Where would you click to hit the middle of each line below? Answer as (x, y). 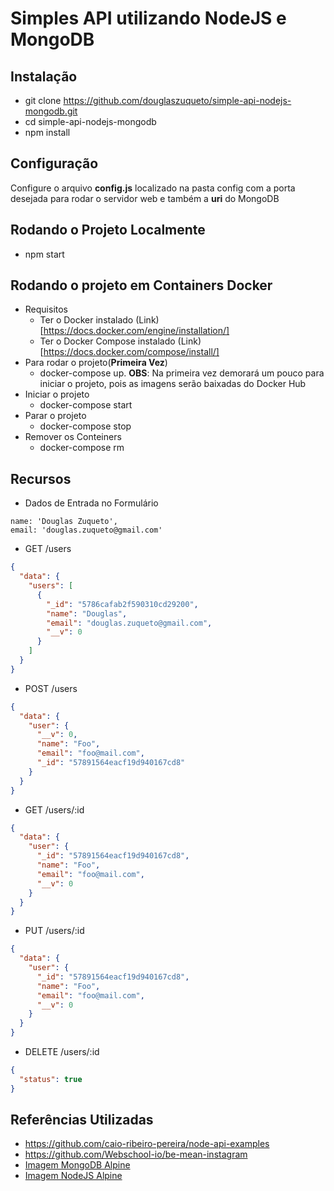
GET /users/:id (54, 809)
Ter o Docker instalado (86, 320)
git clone (43, 100)
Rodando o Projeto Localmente (108, 230)
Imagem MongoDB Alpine (77, 1165)
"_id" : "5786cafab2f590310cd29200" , (122, 604)
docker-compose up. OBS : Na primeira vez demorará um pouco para (182, 373)
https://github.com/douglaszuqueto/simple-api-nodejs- (177, 100)
